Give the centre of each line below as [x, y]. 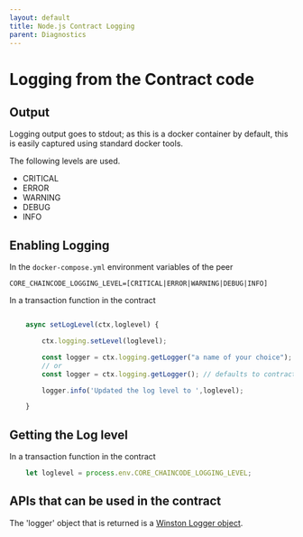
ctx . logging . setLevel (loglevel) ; [105, 341]
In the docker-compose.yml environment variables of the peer [121, 267]
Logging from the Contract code [132, 79]
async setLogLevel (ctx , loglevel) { [92, 325]
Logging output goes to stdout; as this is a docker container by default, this [149, 134]
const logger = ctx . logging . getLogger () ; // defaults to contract [169, 374]
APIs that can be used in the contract [115, 501]
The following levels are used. [65, 161]
